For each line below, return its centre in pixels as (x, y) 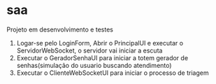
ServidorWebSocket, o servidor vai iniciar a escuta (89, 50)
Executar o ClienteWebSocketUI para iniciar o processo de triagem (113, 73)
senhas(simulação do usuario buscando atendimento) (94, 65)
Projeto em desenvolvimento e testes (60, 29)
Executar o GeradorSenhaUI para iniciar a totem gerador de (102, 57)
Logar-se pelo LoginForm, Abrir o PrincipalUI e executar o (100, 43)
